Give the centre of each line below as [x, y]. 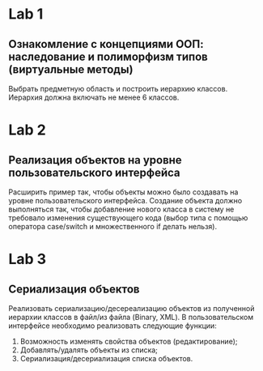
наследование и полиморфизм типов [108, 56]
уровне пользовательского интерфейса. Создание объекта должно [125, 200]
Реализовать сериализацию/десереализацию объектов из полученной [131, 308]
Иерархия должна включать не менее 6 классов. [94, 97]
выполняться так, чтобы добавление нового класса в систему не [121, 209]
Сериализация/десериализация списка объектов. [106, 358]
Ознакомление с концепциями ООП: [106, 44]
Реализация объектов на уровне [95, 160]
